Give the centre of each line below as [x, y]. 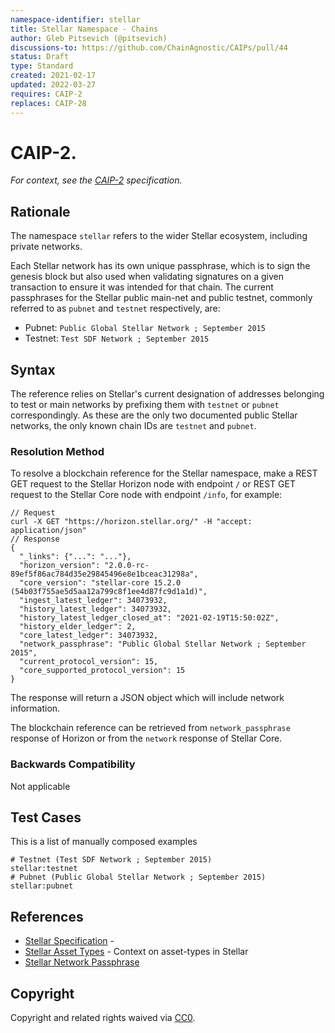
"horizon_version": [60, 566]
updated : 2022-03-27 [53, 85]
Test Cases [46, 817]
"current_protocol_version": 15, [89, 662]
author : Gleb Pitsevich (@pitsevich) [89, 38]
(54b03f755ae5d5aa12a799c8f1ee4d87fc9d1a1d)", [109, 592]
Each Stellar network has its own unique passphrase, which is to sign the [160, 266]
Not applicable [40, 786]
